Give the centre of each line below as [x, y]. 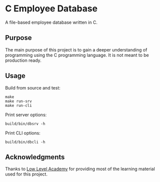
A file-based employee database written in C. [51, 22]
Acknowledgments [35, 157]
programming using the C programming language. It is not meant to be [77, 55]
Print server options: [26, 115]
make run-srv [19, 101]
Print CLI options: [23, 133]
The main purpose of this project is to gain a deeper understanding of [76, 49]
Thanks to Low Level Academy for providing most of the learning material [80, 169]
